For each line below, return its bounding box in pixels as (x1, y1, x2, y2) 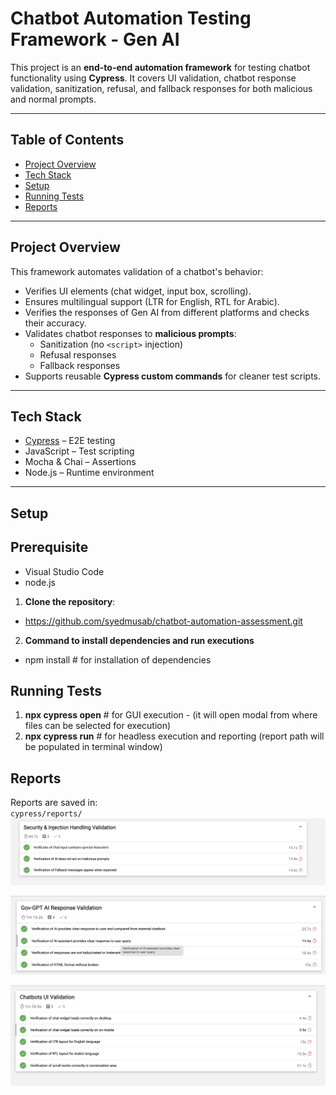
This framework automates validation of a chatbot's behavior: (10, 265, 264, 277)
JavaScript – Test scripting (24, 445, 135, 457)
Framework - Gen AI (10, 28, 180, 51)
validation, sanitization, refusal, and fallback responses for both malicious (10, 82, 313, 94)
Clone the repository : (24, 595, 116, 607)
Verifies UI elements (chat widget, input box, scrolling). (24, 285, 252, 297)
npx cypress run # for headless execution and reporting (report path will (24, 730, 325, 742)
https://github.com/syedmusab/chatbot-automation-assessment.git (24, 615, 303, 627)
